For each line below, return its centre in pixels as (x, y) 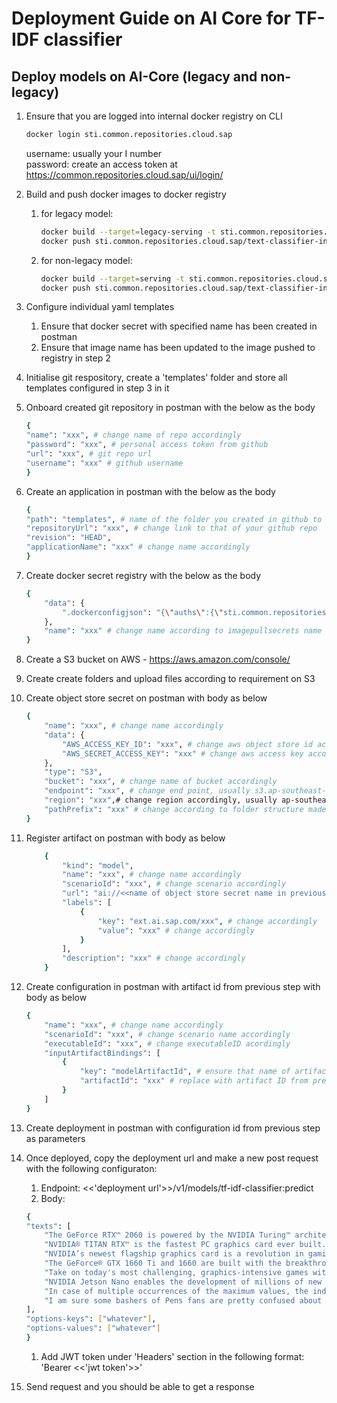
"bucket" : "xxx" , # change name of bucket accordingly (161, 782)
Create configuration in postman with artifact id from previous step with (173, 986)
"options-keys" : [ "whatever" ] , (91, 1319)
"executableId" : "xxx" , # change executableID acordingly (167, 1043)
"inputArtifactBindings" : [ (102, 1053)
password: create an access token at (101, 164)
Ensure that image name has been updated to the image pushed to (178, 348)
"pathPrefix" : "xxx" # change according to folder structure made (185, 809)
